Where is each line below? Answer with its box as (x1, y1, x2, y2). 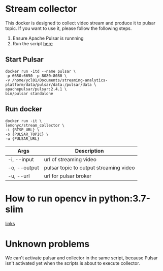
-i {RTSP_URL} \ (5, 127, 40, 132)
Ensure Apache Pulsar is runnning (12, 35, 84, 41)
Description (75, 147, 104, 154)
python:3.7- (99, 193, 151, 204)
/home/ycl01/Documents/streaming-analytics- (12, 77, 108, 83)
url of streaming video (44, 156, 96, 163)
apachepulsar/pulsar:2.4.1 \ (5, 86, 67, 92)
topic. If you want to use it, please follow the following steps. (5, 25, 132, 31)
